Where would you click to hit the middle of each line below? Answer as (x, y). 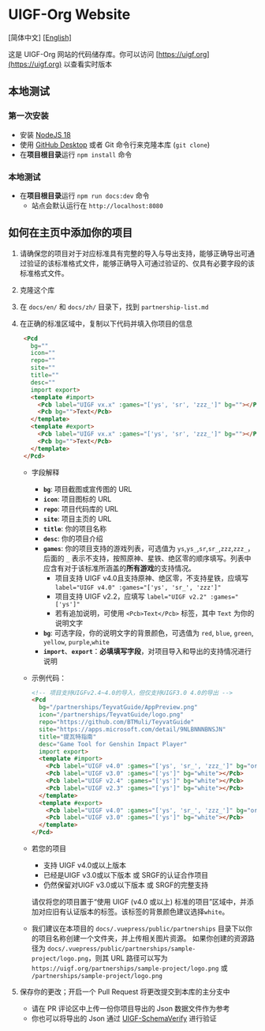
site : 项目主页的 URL (77, 519)
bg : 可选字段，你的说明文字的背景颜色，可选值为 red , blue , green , (148, 633)
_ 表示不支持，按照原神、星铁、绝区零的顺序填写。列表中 (159, 558)
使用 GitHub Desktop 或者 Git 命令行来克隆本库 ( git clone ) (115, 145)
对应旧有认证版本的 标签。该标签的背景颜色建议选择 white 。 (134, 912)
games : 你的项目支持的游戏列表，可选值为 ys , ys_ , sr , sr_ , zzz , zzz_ (146, 548)
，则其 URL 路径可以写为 (128, 958)
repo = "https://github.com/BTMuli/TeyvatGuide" (116, 722)
